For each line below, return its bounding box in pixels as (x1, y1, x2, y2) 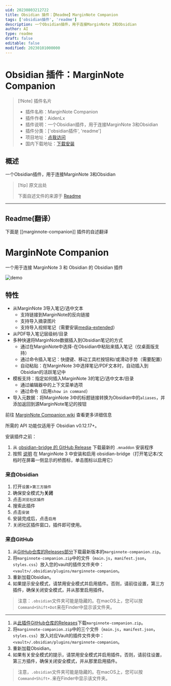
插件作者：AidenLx (25, 115, 65, 121)
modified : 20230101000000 (5, 45, 60, 51)
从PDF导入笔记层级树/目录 (12, 330, 68, 337)
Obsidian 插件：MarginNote (5, 69, 124, 81)
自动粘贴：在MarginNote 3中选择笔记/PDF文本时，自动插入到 (20, 362, 149, 369)
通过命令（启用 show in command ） (20, 388, 91, 394)
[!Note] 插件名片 (17, 97, 52, 104)
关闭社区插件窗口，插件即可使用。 (12, 522, 84, 528)
